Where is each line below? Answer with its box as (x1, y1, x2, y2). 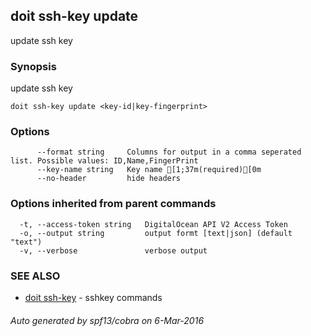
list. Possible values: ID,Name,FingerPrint (10, 156, 199, 166)
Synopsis (10, 59, 57, 73)
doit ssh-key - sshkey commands (24, 292, 163, 303)
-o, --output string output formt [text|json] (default (19, 228, 293, 238)
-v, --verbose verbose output (19, 245, 208, 256)
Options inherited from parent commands (10, 197, 217, 211)
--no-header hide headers (36, 174, 182, 184)
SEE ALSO (10, 269, 61, 283)
